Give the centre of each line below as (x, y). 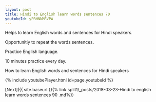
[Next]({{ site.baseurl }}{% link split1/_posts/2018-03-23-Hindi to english (78, 90)
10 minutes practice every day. (36, 61)
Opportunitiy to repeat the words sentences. (49, 42)
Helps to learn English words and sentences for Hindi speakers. (69, 33)
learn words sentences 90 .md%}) (39, 95)
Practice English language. (32, 51)
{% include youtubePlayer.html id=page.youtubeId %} (59, 80)
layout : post (18, 10)
